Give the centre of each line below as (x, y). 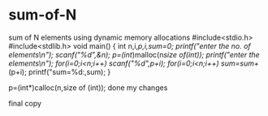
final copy (25, 103)
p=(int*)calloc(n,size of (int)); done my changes (88, 88)
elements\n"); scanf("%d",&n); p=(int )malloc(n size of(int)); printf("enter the (134, 54)
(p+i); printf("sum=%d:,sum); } (60, 71)
